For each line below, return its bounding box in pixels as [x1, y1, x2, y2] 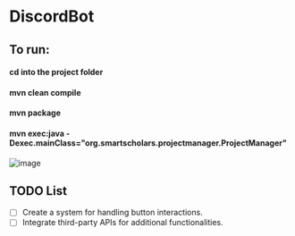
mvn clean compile [9, 87, 81, 97]
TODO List [9, 183, 67, 198]
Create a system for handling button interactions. [21, 207, 203, 218]
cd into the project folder [9, 67, 104, 78]
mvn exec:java [9, 128, 65, 139]
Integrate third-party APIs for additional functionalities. [21, 217, 223, 228]
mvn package [9, 107, 61, 118]
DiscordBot [9, 6, 95, 27]
